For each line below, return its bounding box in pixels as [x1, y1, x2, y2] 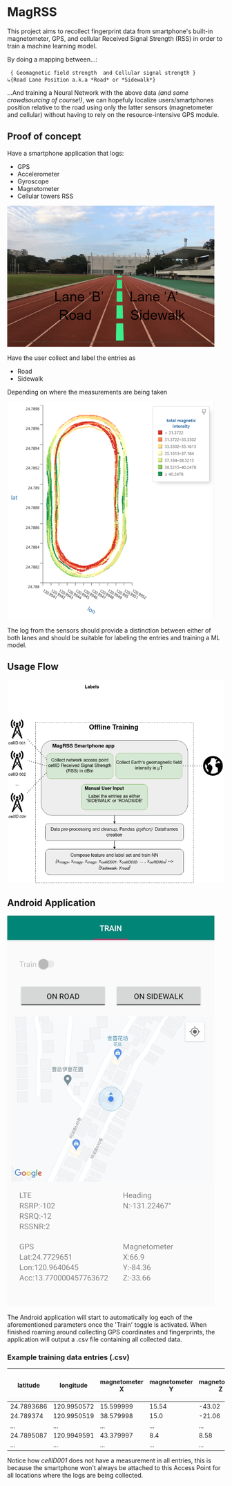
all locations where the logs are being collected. [7, 1471, 144, 1479]
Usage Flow [7, 661, 59, 673]
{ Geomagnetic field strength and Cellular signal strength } [10, 69, 196, 76]
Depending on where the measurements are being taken [7, 388, 168, 396]
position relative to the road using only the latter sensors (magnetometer [7, 103, 213, 111]
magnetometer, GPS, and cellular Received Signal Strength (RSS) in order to [7, 34, 223, 42]
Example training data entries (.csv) [7, 1352, 130, 1362]
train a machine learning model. [7, 42, 97, 50]
